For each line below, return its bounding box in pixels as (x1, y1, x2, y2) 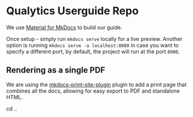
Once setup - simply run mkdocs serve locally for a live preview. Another (6, 35, 183, 42)
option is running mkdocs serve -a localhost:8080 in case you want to (6, 42, 179, 49)
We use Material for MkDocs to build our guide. (6, 24, 122, 31)
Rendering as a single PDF (6, 65, 106, 75)
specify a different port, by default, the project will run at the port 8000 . (6, 48, 180, 55)
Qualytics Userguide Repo (6, 4, 139, 18)
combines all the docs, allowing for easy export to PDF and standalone (6, 87, 180, 94)
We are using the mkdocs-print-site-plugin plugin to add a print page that (6, 81, 187, 88)
